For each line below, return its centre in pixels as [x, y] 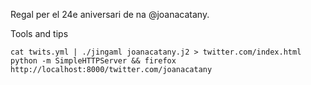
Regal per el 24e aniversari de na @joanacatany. [110, 14]
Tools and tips [39, 33]
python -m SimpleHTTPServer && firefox [93, 61]
